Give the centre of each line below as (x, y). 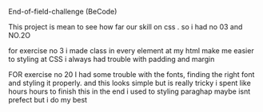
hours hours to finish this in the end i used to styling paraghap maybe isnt (130, 91)
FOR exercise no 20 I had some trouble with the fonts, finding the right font (131, 74)
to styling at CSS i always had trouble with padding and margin (112, 59)
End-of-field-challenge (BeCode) (63, 12)
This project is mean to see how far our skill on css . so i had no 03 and (126, 27)
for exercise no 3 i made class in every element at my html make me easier (131, 50)
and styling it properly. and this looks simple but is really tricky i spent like (130, 83)
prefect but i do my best (48, 100)
